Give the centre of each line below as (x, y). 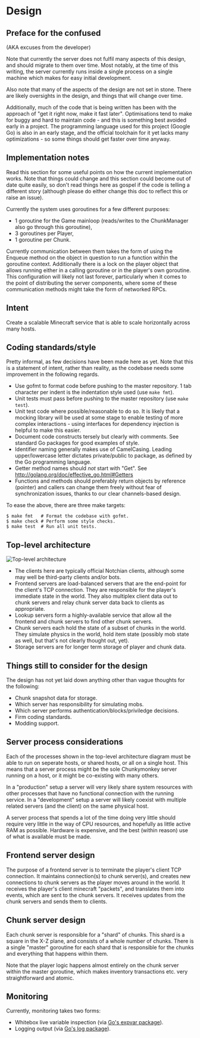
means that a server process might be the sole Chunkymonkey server (92, 769)
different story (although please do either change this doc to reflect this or (97, 191)
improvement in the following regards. (53, 375)
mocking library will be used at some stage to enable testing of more (99, 418)
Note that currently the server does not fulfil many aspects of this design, (96, 59)
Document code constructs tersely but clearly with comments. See (97, 437)
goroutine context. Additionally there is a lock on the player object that (92, 264)
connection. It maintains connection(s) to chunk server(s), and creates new (99, 876)
